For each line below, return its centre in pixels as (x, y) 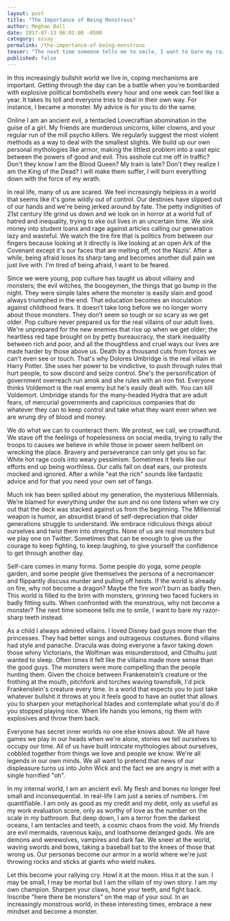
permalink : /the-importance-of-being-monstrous (76, 45)
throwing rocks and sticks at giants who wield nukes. (81, 861)
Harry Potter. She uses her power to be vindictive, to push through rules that (115, 365)
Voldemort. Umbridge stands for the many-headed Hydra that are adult (107, 395)
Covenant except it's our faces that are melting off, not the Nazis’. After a (110, 250)
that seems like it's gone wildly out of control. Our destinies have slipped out (115, 199)
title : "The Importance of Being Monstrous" (72, 20)
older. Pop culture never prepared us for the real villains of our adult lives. (111, 322)
